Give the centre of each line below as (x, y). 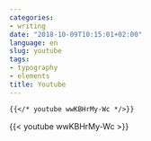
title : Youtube (38, 84)
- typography (34, 68)
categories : (31, 18)
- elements (30, 76)
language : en (34, 43)
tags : (19, 59)
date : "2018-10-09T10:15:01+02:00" (76, 34)
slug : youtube (36, 51)
